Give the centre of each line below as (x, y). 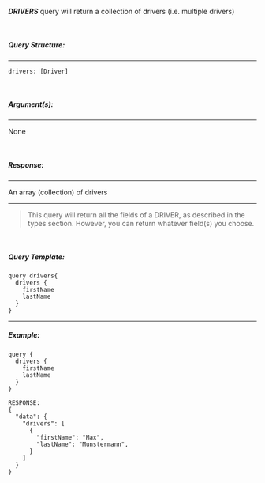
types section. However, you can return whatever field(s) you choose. (141, 223)
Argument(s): (31, 104)
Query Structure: (37, 45)
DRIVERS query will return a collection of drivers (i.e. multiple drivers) (121, 11)
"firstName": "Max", (70, 437)
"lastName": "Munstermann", (82, 444)
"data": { (31, 417)
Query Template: (37, 257)
